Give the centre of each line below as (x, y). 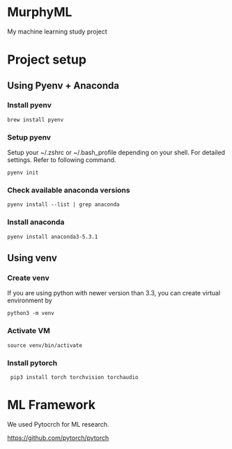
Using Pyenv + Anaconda (63, 86)
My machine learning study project (57, 31)
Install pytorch (32, 362)
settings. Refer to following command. (62, 160)
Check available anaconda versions (69, 191)
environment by (30, 300)
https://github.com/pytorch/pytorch (58, 438)
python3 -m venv (31, 314)
